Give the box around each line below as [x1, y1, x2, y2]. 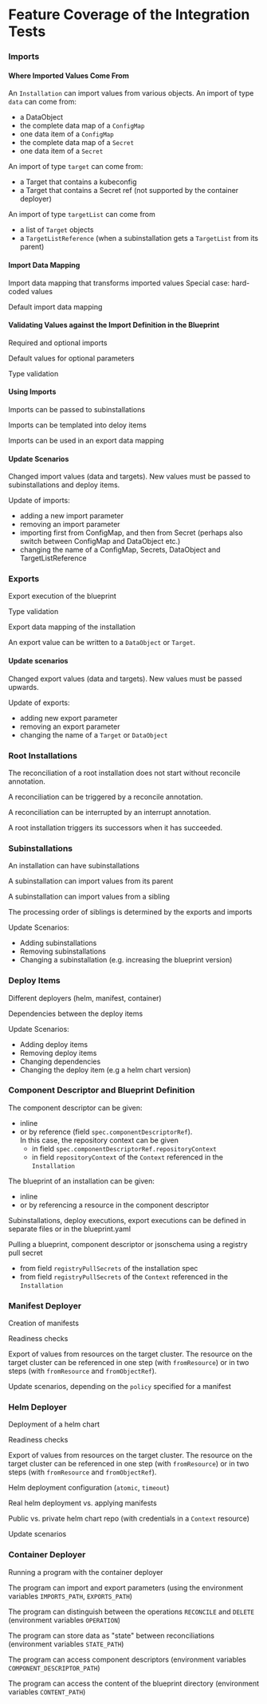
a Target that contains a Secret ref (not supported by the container [19, 186, 239, 195]
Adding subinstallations [19, 939, 97, 948]
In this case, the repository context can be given [19, 1135, 179, 1145]
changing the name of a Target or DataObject [19, 730, 168, 739]
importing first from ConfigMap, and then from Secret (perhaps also [19, 528, 243, 537]
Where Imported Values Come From [8, 70, 129, 81]
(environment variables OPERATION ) [8, 1615, 121, 1624]
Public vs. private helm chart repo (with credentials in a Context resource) [8, 1513, 249, 1524]
